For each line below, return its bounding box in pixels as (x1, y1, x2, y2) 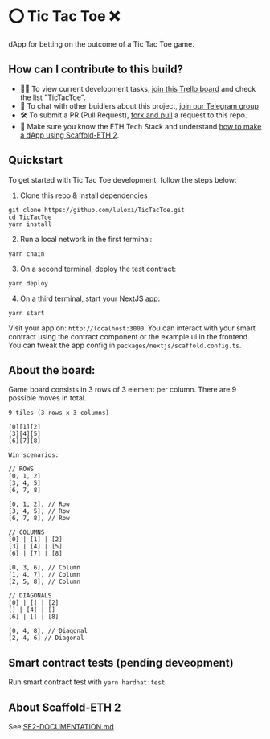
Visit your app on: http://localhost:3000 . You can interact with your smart (8, 323, 256, 333)
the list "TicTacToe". (19, 92, 86, 102)
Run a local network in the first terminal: (19, 234, 153, 244)
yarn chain (8, 249, 45, 258)
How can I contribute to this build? (8, 63, 183, 76)
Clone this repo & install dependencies (19, 191, 148, 200)
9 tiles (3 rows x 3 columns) (8, 409, 110, 417)
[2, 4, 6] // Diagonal (8, 634, 84, 643)
